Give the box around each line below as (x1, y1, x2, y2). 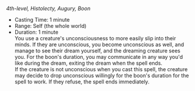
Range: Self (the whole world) (14, 23, 87, 29)
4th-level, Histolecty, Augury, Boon (6, 5, 91, 12)
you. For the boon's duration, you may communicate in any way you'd (14, 54, 183, 60)
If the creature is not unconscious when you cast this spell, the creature (14, 66, 188, 72)
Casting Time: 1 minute (14, 16, 70, 23)
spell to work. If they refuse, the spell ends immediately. (14, 78, 150, 85)
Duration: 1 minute (14, 29, 59, 36)
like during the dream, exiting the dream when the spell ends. (14, 60, 163, 66)
